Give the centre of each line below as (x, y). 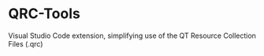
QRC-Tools (44, 14)
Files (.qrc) (26, 43)
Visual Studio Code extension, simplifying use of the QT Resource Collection (132, 35)
